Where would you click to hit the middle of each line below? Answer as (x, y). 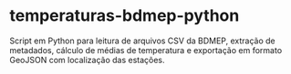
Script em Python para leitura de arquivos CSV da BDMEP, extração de (142, 41)
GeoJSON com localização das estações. (88, 60)
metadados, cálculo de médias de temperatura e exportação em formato (146, 50)
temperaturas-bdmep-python (125, 16)
